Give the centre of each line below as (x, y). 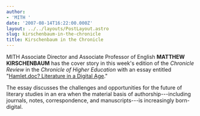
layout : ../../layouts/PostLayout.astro (58, 29)
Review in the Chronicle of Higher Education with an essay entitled (89, 69)
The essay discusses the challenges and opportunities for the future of (94, 87)
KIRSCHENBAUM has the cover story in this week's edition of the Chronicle (100, 63)
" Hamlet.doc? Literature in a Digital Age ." (57, 76)
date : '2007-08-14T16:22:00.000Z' (50, 23)
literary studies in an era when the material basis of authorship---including (99, 94)
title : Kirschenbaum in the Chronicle (55, 40)
